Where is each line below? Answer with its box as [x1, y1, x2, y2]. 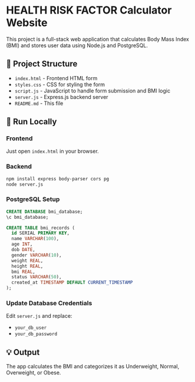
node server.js [6, 181, 44, 187]
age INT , [11, 241, 33, 248]
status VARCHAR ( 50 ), [11, 274, 62, 280]
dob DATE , [11, 247, 35, 253]
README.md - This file [14, 100, 64, 107]
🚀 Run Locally [6, 117, 57, 127]
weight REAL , [11, 258, 44, 264]
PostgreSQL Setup [6, 195, 60, 203]
